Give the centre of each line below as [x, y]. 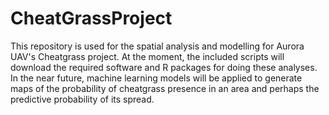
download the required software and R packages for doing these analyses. [164, 67]
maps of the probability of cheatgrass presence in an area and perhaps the [165, 88]
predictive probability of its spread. [82, 99]
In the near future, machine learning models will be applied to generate [156, 78]
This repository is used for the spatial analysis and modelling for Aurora [157, 46]
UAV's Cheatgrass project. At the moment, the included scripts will [147, 56]
